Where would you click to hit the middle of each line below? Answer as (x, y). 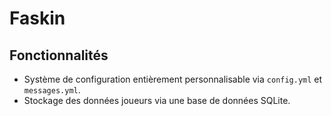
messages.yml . (52, 90)
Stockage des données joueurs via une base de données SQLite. (157, 100)
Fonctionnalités (59, 55)
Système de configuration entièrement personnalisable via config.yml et (173, 79)
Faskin (37, 18)
